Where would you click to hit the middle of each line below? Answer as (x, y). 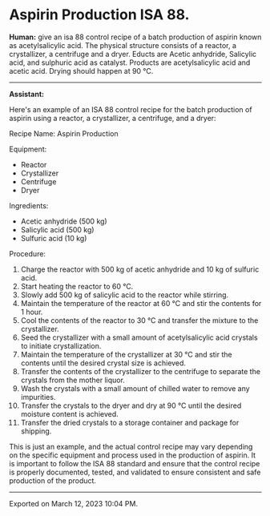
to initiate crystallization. (61, 345)
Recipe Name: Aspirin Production (64, 133)
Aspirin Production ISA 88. (99, 15)
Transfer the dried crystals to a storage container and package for (130, 422)
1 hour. (32, 312)
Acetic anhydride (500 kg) (64, 221)
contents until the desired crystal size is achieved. (103, 363)
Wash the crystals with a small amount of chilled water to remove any (135, 388)
